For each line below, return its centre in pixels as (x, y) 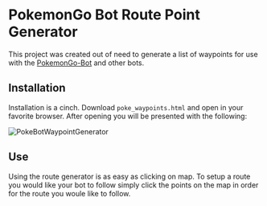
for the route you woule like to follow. (70, 193)
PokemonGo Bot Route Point (105, 15)
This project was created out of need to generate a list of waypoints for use (133, 54)
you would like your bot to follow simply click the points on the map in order (133, 185)
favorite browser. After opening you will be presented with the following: (128, 116)
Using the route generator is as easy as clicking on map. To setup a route (129, 176)
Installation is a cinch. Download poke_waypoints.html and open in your (126, 107)
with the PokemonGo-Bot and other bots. (76, 63)
